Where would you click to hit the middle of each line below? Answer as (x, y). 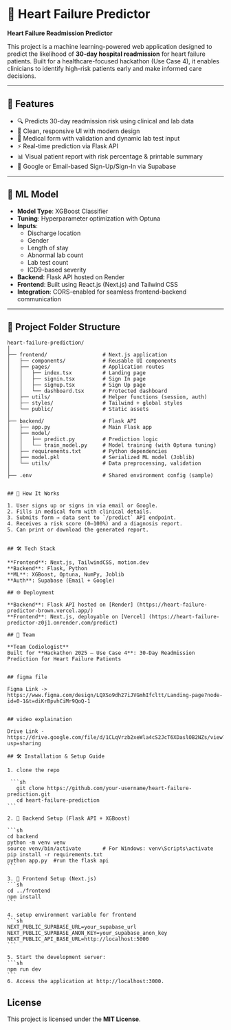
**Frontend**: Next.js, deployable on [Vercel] (77, 617)
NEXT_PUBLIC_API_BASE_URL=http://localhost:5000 (78, 939)
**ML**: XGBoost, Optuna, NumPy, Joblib (66, 575)
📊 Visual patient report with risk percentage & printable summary (110, 156)
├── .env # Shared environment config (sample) (110, 476)
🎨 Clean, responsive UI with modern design (78, 131)
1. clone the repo (33, 770)
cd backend (23, 837)
